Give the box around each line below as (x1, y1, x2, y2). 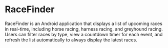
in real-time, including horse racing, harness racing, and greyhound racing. (5, 26, 163, 32)
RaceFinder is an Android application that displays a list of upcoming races (5, 20, 162, 27)
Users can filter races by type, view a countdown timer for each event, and (5, 31, 163, 37)
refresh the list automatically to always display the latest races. (5, 37, 138, 43)
